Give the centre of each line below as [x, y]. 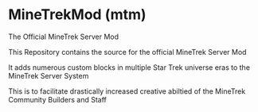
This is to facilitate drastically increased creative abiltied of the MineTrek [127, 91]
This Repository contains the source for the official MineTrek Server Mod [127, 52]
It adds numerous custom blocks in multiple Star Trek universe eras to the [129, 67]
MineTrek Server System [49, 75]
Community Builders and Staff [58, 99]
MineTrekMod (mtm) [77, 15]
